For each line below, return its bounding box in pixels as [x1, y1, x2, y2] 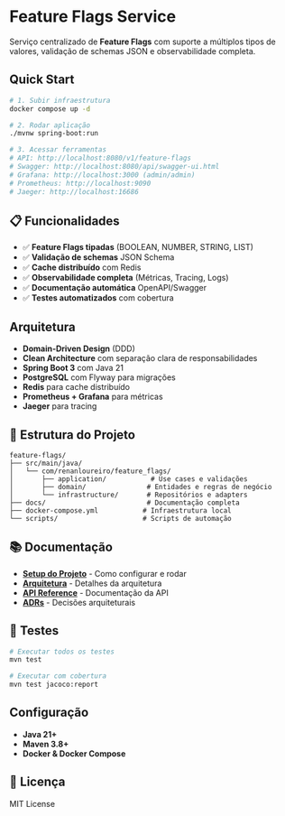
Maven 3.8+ [22, 738, 69, 749]
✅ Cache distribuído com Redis [22, 262, 142, 273]
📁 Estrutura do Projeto [9, 427, 135, 442]
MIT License [9, 798, 56, 809]
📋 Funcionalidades [9, 213, 120, 228]
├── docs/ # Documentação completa [9, 498, 241, 507]
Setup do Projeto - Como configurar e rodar [22, 568, 187, 579]
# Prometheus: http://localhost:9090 [9, 179, 152, 188]
